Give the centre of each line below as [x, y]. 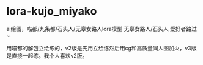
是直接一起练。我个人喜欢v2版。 [47, 55]
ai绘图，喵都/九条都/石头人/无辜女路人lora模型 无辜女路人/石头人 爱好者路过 [102, 29]
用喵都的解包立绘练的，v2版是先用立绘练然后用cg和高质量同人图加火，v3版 [102, 48]
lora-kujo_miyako [52, 11]
